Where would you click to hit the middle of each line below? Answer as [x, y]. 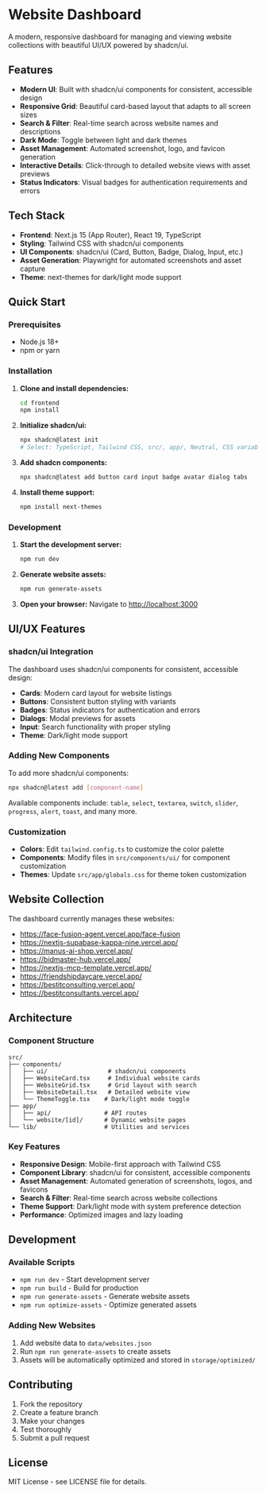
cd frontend [39, 403]
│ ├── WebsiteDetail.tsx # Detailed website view [99, 1092]
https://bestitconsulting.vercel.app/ [77, 984]
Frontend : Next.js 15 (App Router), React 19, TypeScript [110, 235]
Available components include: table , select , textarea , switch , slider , [123, 803]
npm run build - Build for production [79, 1288]
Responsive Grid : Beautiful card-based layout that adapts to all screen [135, 106]
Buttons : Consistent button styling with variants [98, 701]
